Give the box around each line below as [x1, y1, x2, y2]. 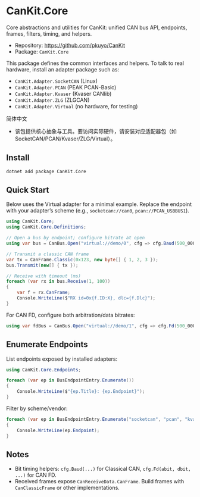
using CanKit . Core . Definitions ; [6, 224, 86, 230]
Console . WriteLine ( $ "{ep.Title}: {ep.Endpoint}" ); [17, 389, 145, 395]
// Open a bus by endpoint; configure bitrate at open [6, 235, 145, 241]
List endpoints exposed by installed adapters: [6, 355, 118, 362]
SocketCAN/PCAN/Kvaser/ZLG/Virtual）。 [14, 135, 116, 142]
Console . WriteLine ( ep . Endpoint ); [17, 427, 100, 433]
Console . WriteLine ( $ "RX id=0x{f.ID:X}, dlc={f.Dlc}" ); [17, 295, 156, 301]
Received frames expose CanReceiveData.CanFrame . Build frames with [14, 478, 185, 485]
